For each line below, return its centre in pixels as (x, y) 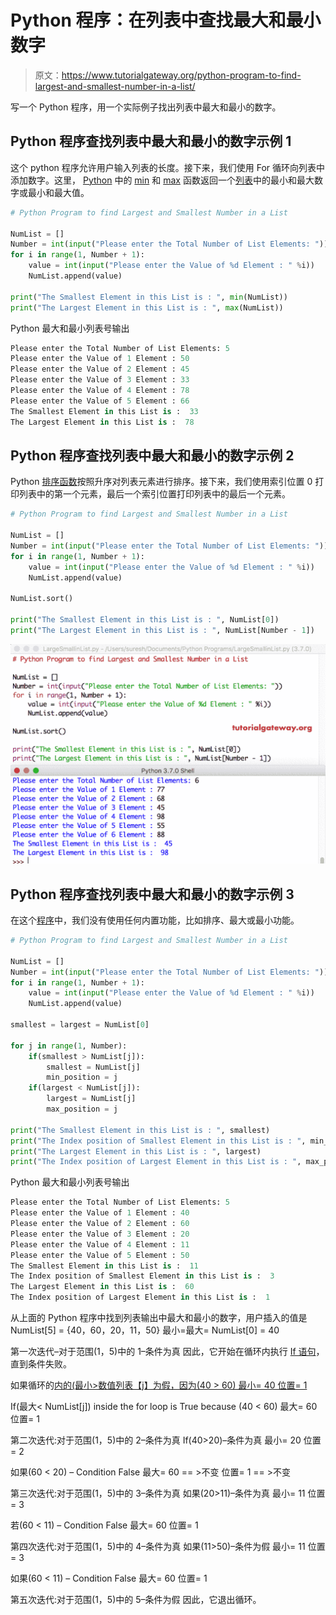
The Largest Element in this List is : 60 (102, 1287)
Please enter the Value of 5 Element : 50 (100, 1255)
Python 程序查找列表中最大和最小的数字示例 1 (151, 141)
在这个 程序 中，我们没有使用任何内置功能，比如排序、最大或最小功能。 (155, 920)
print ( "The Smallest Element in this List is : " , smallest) (140, 1130)
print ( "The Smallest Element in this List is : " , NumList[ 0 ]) (145, 620)
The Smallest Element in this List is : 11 (104, 1266)
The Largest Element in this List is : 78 (102, 422)
